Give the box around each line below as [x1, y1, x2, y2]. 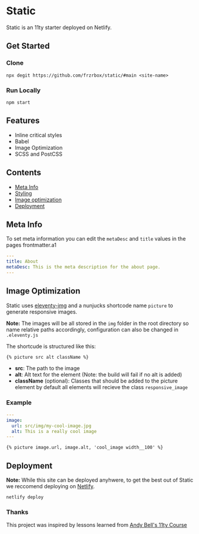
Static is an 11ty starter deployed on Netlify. [6, 24, 112, 31]
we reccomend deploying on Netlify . [6, 483, 95, 490]
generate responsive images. [6, 308, 77, 315]
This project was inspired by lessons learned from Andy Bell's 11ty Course [6, 522, 187, 529]
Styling [14, 189, 33, 197]
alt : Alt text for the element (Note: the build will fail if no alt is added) [14, 371, 182, 378]
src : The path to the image [14, 364, 80, 372]
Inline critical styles [14, 131, 62, 138]
